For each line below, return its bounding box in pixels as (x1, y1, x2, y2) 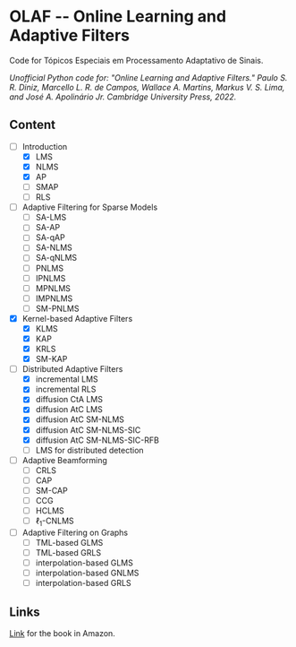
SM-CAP (35, 485, 69, 496)
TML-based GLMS (35, 537, 104, 548)
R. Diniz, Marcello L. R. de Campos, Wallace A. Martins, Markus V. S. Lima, (9, 82, 285, 92)
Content (9, 117, 56, 133)
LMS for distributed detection (35, 444, 145, 455)
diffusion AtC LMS (35, 404, 103, 415)
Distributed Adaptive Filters (21, 364, 123, 375)
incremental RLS (35, 384, 97, 395)
